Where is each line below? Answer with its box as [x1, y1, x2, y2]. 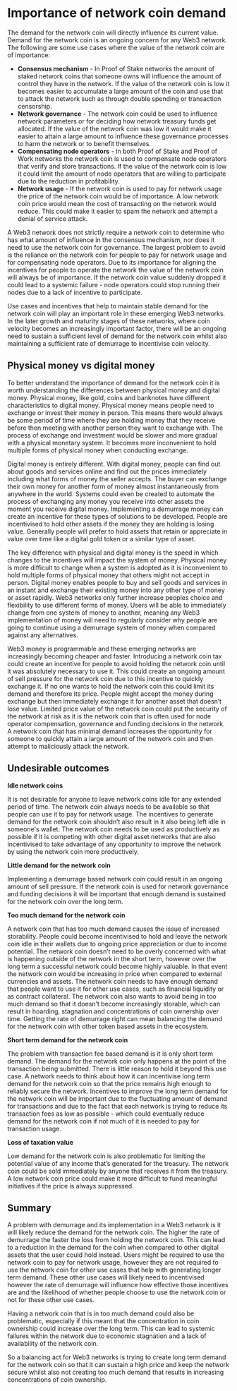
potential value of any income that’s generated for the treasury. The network [7, 1159, 229, 1167]
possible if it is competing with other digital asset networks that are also [7, 832, 217, 841]
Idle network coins [7, 781, 63, 790]
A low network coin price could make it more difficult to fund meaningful [7, 1174, 218, 1183]
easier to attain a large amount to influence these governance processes [17, 132, 229, 140]
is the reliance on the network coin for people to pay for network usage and [7, 251, 227, 259]
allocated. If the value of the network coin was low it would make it [17, 124, 212, 133]
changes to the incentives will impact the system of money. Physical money [7, 555, 227, 564]
